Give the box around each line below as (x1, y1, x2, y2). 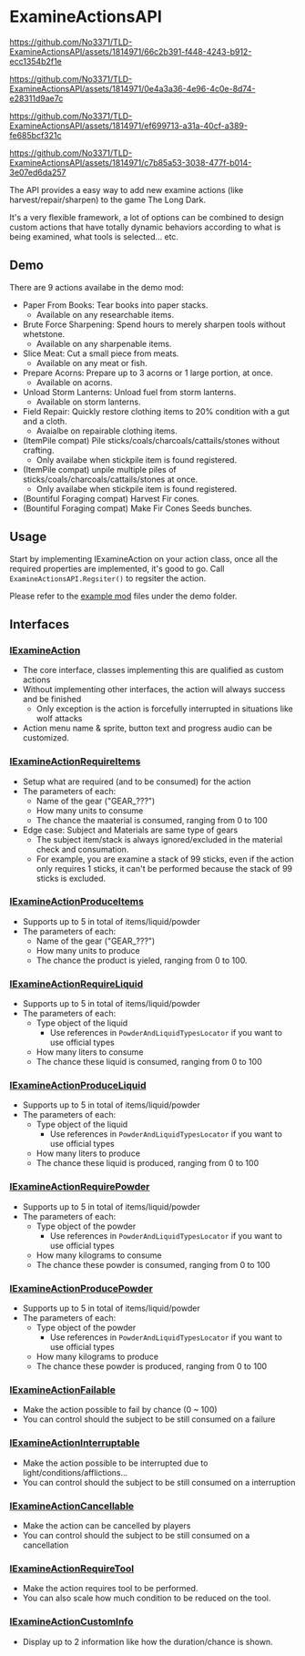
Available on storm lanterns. (36, 396, 141, 407)
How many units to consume (36, 804, 144, 816)
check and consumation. (36, 843, 129, 854)
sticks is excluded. (36, 873, 107, 884)
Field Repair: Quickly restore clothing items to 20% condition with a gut (22, 405, 290, 416)
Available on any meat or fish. (36, 357, 147, 368)
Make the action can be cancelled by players (22, 1519, 191, 1531)
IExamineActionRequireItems (9, 755, 141, 768)
